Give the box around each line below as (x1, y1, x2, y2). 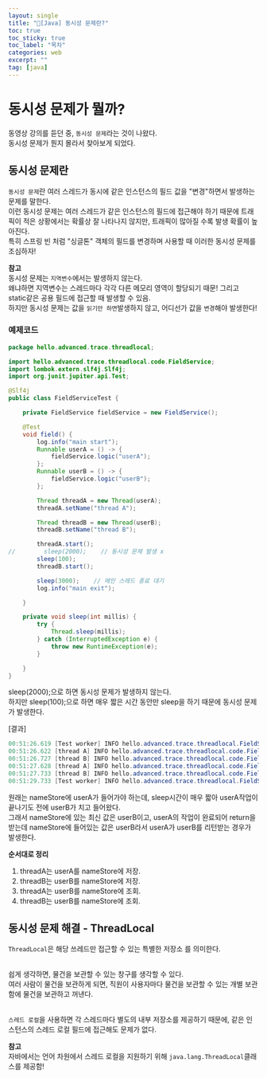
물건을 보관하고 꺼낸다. (22, 990, 94, 999)
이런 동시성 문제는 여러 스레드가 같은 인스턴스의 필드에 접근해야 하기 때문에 (8, 206, 240, 216)
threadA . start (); (37, 540, 94, 548)
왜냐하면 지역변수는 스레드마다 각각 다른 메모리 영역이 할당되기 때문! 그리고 (8, 283, 240, 292)
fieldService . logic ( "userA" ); (50, 453, 151, 461)
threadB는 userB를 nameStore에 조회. (19, 896, 141, 905)
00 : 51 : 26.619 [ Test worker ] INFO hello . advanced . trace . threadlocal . (8, 740, 240, 748)
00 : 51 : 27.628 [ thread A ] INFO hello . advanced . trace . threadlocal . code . (8, 762, 247, 770)
